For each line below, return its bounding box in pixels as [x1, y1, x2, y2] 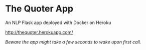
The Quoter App [5, 3, 74, 14]
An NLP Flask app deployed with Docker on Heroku [5, 19, 111, 25]
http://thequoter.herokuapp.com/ [5, 29, 74, 35]
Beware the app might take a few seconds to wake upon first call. [5, 38, 141, 45]
